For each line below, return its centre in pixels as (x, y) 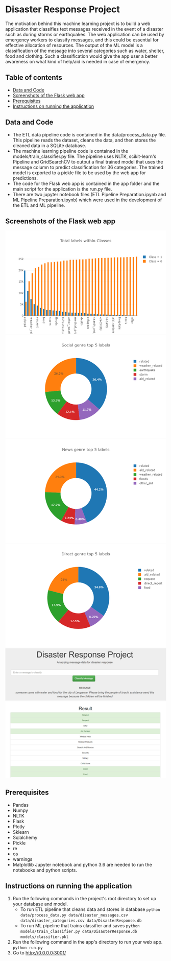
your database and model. (40, 904)
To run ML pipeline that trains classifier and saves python (80, 925)
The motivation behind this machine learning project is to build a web (78, 24)
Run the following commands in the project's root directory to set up (84, 898)
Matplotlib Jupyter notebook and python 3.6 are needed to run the (82, 864)
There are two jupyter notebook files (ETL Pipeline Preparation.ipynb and (89, 194)
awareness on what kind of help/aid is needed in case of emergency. (78, 61)
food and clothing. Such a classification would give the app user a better (81, 56)
